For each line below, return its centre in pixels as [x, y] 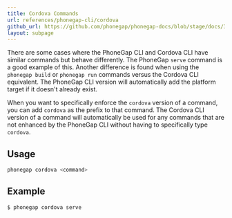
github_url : [24, 26]
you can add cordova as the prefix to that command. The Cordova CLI [106, 110]
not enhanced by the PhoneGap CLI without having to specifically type [108, 125]
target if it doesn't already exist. [52, 89]
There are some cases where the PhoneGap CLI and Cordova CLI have [108, 53]
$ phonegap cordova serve [44, 207]
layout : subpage [30, 33]
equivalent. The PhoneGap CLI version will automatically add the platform [112, 82]
